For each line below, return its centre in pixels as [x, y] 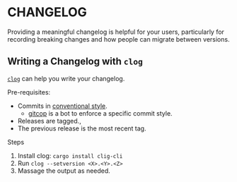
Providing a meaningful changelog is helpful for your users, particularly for [116, 32]
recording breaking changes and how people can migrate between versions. [118, 39]
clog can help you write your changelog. [66, 78]
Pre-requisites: [29, 92]
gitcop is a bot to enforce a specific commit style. [100, 113]
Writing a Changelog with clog [75, 62]
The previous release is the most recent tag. [82, 128]
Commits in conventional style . [62, 106]
